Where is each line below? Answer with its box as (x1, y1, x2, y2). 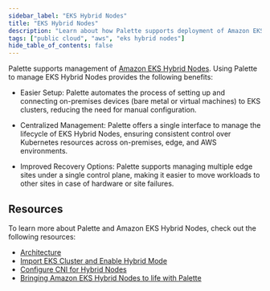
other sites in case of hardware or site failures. (19, 178, 174, 189)
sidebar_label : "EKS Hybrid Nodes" (8, 11, 128, 20)
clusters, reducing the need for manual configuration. (19, 105, 197, 115)
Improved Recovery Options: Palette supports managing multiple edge (19, 162, 253, 171)
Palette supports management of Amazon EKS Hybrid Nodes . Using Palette (8, 64, 258, 73)
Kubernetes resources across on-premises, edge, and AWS (19, 137, 217, 147)
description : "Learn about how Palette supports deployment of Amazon (8, 27, 250, 35)
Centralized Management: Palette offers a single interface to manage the (19, 121, 261, 130)
